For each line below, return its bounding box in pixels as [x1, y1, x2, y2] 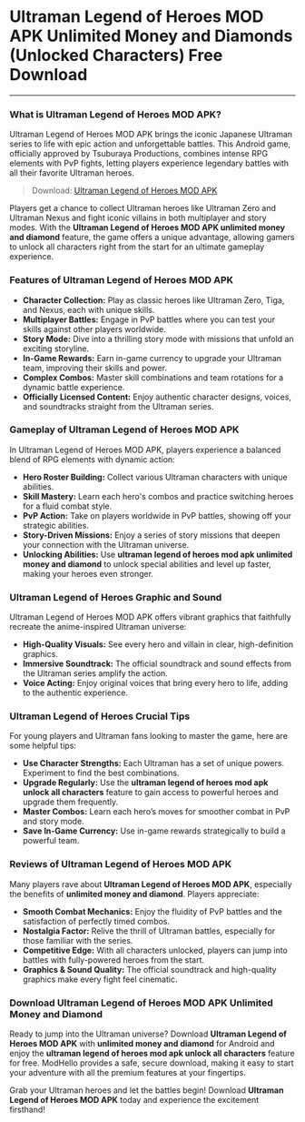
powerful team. [22, 835, 80, 846]
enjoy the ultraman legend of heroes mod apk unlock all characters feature [9, 1048, 295, 1059]
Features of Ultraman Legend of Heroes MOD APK [9, 274, 234, 287]
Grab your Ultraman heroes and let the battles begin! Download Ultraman [9, 1085, 284, 1096]
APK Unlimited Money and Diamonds [9, 25, 293, 46]
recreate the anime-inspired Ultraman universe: [9, 622, 187, 632]
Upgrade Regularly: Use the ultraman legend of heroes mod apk [22, 777, 269, 788]
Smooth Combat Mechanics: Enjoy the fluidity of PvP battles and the [22, 905, 283, 916]
